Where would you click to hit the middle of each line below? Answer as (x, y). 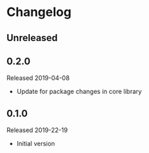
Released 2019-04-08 (38, 78)
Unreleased (32, 38)
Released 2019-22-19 (37, 130)
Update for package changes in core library (79, 92)
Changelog (39, 12)
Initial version (36, 144)
